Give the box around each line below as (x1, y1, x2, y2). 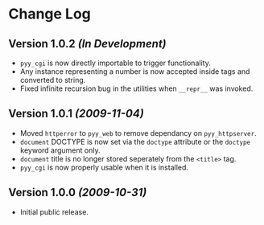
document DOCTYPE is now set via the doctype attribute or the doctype (19, 137, 251, 146)
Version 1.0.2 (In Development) (8, 37, 167, 51)
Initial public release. (19, 207, 89, 217)
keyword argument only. (19, 145, 101, 155)
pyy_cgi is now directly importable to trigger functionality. (19, 58, 211, 67)
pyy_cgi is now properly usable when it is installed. (19, 162, 189, 172)
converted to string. (19, 76, 86, 84)
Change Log (8, 5, 91, 23)
